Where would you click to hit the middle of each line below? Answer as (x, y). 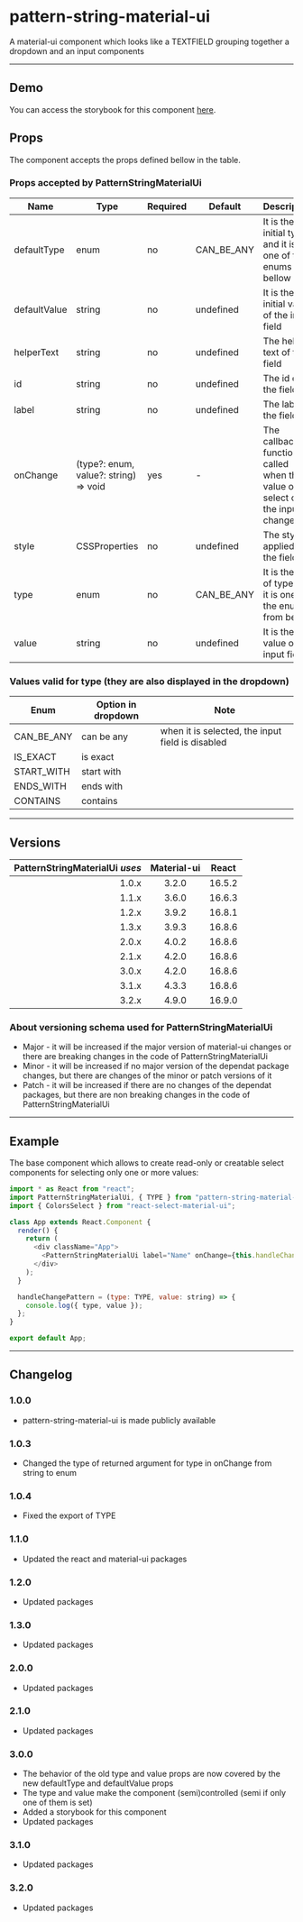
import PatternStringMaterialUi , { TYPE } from (101, 1197)
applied (279, 545)
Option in (116, 705)
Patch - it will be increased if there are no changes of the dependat (147, 1085)
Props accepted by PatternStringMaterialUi (106, 183)
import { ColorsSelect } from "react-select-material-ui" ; (123, 1205)
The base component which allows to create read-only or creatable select (147, 1163)
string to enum (50, 1473)
